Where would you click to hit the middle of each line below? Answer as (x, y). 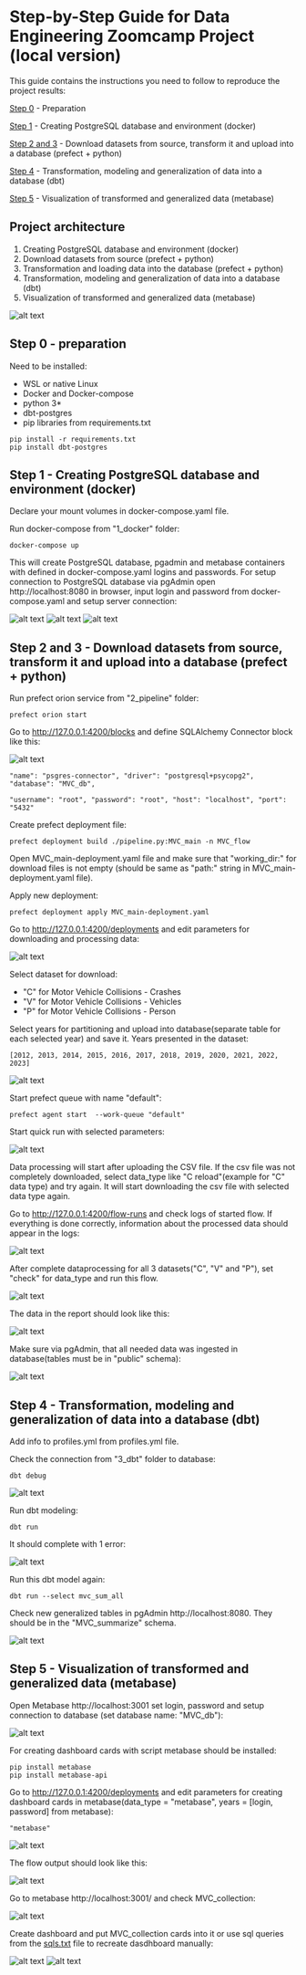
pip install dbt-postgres (58, 447)
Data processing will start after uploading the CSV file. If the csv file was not (153, 1167)
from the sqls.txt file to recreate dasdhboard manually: (112, 1943)
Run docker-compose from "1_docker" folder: (95, 529)
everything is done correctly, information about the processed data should (149, 1224)
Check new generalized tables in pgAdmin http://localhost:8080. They (141, 1613)
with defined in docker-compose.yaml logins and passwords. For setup (143, 572)
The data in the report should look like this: (90, 1314)
